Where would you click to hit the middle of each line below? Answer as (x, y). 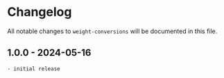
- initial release (34, 69)
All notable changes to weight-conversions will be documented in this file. (112, 31)
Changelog (40, 12)
